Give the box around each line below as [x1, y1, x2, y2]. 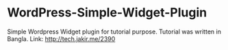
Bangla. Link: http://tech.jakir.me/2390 [7, 34, 116, 42]
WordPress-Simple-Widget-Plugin [7, 5, 207, 21]
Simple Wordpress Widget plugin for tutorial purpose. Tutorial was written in [7, 27, 221, 36]
